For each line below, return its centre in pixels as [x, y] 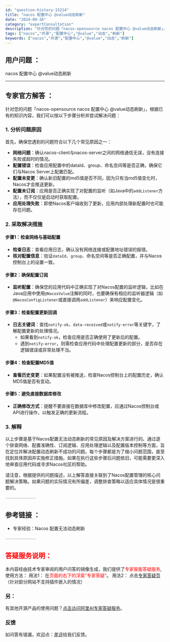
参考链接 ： [23, 515]
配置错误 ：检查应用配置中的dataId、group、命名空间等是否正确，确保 [85, 165]
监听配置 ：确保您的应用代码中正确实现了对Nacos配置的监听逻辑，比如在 [88, 287]
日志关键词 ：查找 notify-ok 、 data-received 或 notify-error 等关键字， [84, 325]
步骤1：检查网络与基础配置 [33, 237]
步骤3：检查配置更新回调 [31, 312]
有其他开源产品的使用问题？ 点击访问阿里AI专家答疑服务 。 [65, 608]
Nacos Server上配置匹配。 [49, 171]
